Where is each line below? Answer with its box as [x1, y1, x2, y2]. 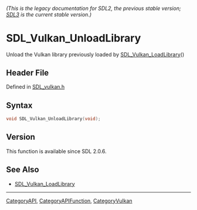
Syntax [6, 100, 33, 110]
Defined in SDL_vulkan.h [6, 83, 65, 90]
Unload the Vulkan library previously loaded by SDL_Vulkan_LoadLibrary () [6, 50, 185, 58]
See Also [6, 165, 39, 175]
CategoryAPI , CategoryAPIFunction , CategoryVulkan [6, 197, 133, 204]
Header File [6, 67, 49, 77]
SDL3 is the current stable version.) [6, 11, 92, 18]
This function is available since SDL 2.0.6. [6, 147, 107, 155]
